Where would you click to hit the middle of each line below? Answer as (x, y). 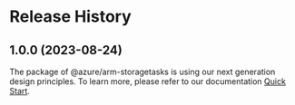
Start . (20, 91)
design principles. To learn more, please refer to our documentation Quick (147, 81)
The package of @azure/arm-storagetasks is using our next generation (143, 72)
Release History (70, 17)
